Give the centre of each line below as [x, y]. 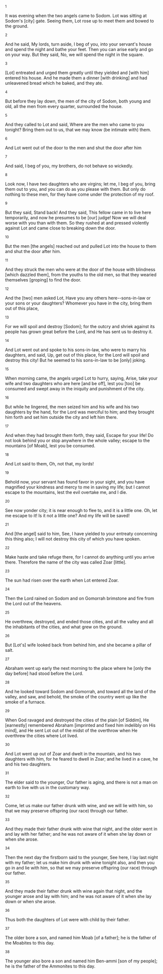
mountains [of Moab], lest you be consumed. [50, 446]
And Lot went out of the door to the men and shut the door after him [73, 148]
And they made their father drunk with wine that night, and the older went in [81, 829]
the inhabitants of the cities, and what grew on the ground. [64, 627]
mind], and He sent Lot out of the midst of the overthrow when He [71, 730]
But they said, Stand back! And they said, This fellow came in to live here [78, 212]
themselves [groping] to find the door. [43, 280]
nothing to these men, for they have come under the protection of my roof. [80, 194]
